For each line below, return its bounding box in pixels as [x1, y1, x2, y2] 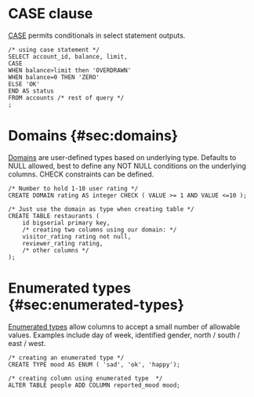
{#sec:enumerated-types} [8, 296, 184, 314]
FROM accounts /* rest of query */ [8, 93, 125, 102]
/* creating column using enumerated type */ [8, 374, 163, 382]
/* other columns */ [22, 246, 89, 254]
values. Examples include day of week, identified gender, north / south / [8, 330, 241, 340]
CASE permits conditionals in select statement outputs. [8, 31, 186, 40]
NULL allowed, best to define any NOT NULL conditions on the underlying [8, 161, 247, 170]
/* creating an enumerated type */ [8, 354, 125, 362]
